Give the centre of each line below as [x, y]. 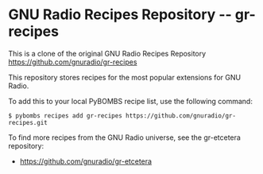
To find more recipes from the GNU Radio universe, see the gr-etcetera [124, 137]
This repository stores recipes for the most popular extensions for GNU [124, 77]
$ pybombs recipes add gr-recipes [66, 116]
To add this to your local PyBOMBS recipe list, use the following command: [130, 101]
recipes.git [28, 122]
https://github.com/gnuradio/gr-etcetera [86, 161]
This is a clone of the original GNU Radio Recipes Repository [107, 53]
